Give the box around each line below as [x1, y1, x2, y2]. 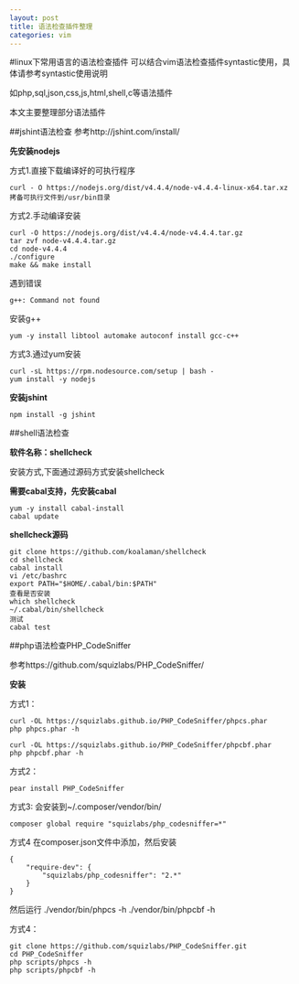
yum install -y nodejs [9, 375, 96, 384]
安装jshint [9, 392, 48, 403]
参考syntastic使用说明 [25, 68, 108, 79]
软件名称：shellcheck [9, 447, 93, 458]
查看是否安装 [9, 589, 51, 599]
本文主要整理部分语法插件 [9, 107, 106, 118]
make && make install [9, 261, 92, 270]
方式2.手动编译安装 [9, 210, 81, 221]
